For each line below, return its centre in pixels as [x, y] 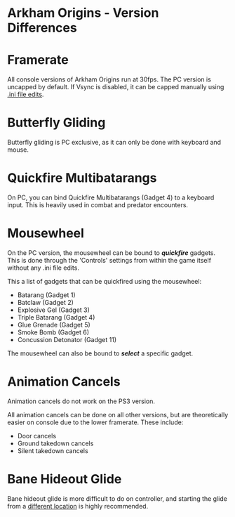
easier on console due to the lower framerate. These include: [95, 422]
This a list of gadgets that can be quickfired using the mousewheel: [105, 281]
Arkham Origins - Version [83, 13]
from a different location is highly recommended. [78, 506]
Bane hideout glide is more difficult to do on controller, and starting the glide [117, 498]
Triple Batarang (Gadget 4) [56, 317]
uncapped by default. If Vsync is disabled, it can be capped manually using [116, 87]
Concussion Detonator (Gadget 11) [67, 339]
